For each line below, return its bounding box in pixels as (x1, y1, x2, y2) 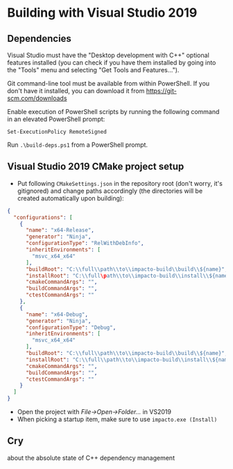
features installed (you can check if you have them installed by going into (7, 58, 216, 67)
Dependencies (7, 33, 71, 45)
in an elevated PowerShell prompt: (7, 115, 105, 123)
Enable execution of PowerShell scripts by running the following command (7, 108, 220, 116)
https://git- (146, 87, 177, 95)
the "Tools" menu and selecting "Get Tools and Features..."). (7, 66, 180, 74)
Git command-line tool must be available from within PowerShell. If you (7, 79, 210, 88)
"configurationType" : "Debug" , (25, 324, 116, 331)
